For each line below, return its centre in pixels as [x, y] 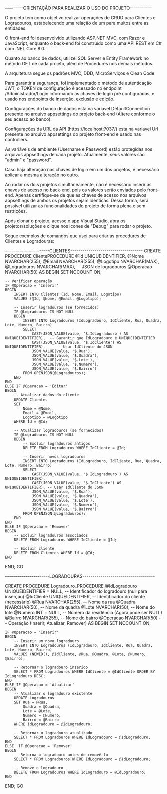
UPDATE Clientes [31, 400]
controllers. [17, 139]
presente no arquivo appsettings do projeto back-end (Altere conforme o [80, 114]
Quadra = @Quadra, [42, 707]
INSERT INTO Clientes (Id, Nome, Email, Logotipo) [68, 294]
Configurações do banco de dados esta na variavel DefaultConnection [78, 108]
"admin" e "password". [29, 160]
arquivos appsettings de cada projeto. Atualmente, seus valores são [75, 154]
